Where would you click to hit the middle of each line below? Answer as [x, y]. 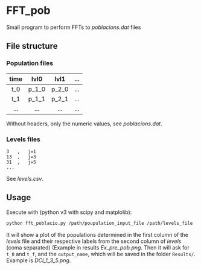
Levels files [23, 139]
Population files [30, 63]
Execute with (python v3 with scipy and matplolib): [69, 212]
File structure [32, 46]
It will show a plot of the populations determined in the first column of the [97, 234]
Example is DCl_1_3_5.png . [39, 260]
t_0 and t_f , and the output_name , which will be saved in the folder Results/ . [101, 254]
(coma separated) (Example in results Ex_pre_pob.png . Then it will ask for [98, 247]
